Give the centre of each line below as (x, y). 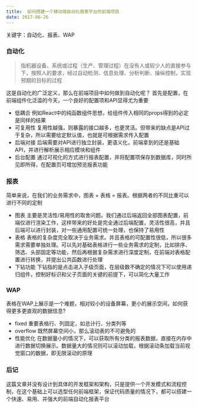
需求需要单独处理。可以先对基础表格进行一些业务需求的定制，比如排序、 (102, 245)
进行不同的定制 (24, 203)
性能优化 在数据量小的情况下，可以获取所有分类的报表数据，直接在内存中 (103, 338)
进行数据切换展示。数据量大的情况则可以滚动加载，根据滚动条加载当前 (100, 346)
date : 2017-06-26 (27, 17)
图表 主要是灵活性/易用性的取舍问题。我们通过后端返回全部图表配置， (99, 215)
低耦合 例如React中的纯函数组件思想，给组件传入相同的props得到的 (96, 112)
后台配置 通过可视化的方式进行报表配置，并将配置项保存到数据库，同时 (100, 157)
